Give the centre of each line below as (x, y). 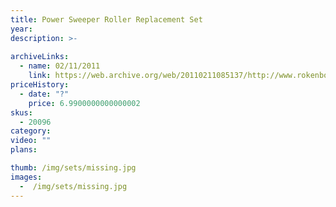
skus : (21, 112)
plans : (24, 150)
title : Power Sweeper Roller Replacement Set (106, 19)
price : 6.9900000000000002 (84, 103)
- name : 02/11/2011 (60, 66)
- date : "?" (44, 94)
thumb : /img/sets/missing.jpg (73, 168)
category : (31, 131)
